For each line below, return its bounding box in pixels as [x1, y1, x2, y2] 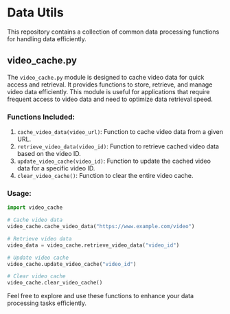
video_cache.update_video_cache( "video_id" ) [7, 260, 137, 267]
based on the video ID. [16, 150, 81, 158]
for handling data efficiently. [7, 34, 87, 43]
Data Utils [7, 5, 64, 21]
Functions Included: [7, 112, 76, 122]
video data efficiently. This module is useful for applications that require [7, 87, 211, 96]
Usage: [7, 188, 32, 198]
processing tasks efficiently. [7, 299, 87, 307]
